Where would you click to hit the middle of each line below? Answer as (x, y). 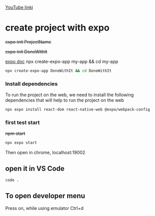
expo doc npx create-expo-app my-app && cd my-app (62, 61)
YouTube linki (19, 7)
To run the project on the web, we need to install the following (69, 95)
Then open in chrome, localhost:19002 (45, 153)
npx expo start (21, 143)
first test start (23, 122)
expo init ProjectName (28, 42)
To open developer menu (45, 196)
